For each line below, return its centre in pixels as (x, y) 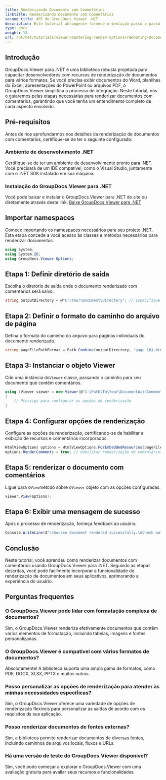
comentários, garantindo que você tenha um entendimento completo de (78, 101)
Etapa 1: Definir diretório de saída (57, 274)
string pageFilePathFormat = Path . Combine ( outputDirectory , (68, 350)
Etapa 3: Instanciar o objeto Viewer (60, 365)
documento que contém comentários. (43, 383)
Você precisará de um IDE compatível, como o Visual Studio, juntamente (79, 168)
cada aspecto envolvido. (30, 106)
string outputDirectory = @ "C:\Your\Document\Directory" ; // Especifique (83, 301)
